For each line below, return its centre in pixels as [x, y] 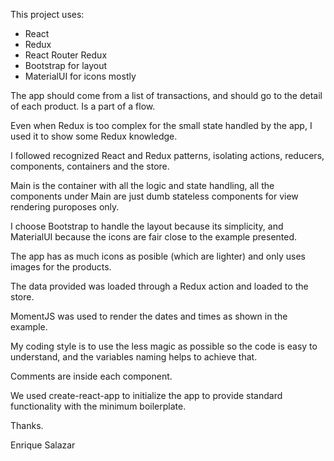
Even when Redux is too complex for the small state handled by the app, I [161, 125]
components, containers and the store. [90, 166]
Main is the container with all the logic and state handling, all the [142, 185]
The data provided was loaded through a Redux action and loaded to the [159, 286]
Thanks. [27, 425]
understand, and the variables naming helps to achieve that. [134, 357]
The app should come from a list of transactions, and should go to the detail [166, 95]
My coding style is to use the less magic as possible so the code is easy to [164, 346]
